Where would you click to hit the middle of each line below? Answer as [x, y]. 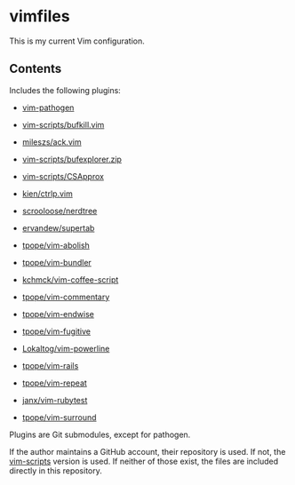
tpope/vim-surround [59, 417]
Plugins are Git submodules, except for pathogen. [100, 434]
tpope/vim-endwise [58, 314]
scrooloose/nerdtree [60, 211]
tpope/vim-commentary [66, 297]
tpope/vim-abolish [56, 245]
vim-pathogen [48, 107]
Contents [36, 69]
